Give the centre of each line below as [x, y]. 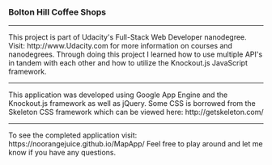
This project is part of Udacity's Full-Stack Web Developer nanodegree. [127, 37]
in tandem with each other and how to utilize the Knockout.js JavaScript [128, 63]
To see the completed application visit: [73, 135]
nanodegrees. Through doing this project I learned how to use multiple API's [136, 54]
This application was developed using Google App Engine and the [118, 95]
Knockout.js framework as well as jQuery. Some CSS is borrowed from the [132, 104]
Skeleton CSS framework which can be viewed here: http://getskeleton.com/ [136, 112]
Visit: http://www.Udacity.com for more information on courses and [121, 46]
